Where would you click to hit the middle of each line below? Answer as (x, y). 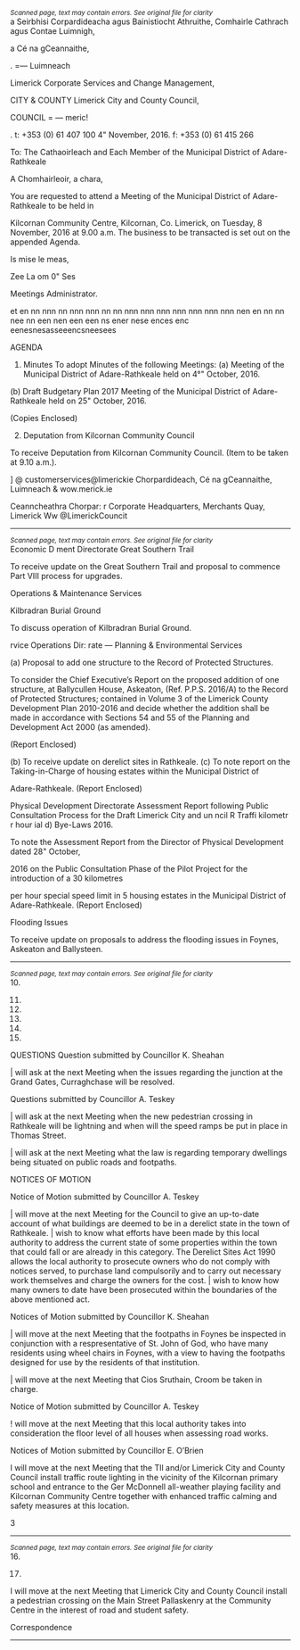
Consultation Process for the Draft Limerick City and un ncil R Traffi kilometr (149, 815)
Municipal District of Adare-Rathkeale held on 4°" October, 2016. (142, 374)
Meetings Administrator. (54, 294)
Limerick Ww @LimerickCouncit (69, 516)
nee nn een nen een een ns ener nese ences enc (100, 320)
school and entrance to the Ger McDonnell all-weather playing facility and (146, 1487)
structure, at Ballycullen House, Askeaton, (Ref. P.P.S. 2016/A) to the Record (149, 689)
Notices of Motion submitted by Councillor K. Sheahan (110, 1317)
